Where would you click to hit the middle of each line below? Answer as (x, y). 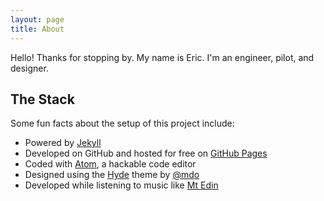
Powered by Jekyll (63, 143)
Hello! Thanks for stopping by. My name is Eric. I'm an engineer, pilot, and (162, 57)
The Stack (42, 99)
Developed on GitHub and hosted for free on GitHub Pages (146, 153)
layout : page (37, 19)
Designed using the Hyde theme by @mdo (112, 175)
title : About (37, 29)
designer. (29, 68)
